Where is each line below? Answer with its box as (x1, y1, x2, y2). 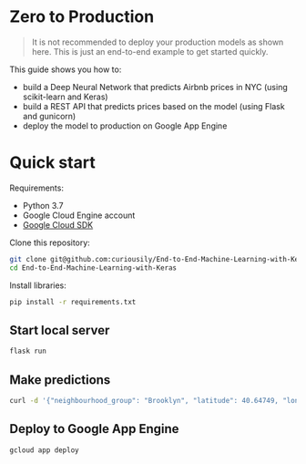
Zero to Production (9, 6, 155, 27)
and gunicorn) (22, 110, 76, 121)
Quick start (9, 152, 96, 173)
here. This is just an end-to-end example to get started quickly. (31, 46, 269, 57)
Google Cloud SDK (22, 219, 94, 230)
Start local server (9, 322, 110, 338)
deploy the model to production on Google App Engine (22, 120, 228, 131)
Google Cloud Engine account (22, 210, 136, 221)
